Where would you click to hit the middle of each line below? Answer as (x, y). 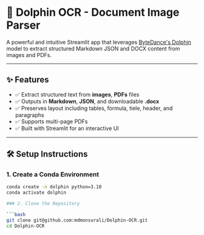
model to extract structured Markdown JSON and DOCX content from (93, 49)
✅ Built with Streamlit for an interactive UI (67, 128)
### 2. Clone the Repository (43, 204)
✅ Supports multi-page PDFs (51, 121)
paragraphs (29, 115)
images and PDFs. (29, 55)
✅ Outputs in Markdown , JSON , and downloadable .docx (87, 101)
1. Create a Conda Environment (53, 174)
